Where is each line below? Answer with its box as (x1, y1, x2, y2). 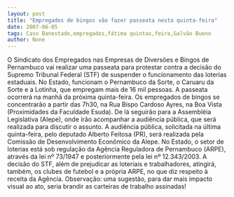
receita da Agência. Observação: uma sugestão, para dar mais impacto (7, 175, 213, 183)
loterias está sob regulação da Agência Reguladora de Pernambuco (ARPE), (7, 145, 226, 154)
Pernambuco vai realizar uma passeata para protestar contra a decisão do (7, 63, 222, 72)
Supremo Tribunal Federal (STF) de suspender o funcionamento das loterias (7, 71, 227, 79)
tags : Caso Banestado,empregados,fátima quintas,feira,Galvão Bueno (7, 29, 212, 37)
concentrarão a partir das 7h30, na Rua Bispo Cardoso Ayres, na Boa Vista (7, 100, 222, 109)
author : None (7, 36, 46, 43)
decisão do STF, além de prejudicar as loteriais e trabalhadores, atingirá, (7, 160, 216, 168)
